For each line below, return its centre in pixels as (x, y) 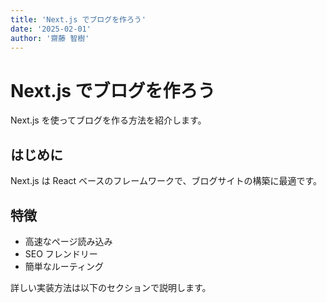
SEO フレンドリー (61, 253)
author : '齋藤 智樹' (50, 38)
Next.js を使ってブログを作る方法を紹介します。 (108, 120)
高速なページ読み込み (68, 241)
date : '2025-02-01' (51, 29)
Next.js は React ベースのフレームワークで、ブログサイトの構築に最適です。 (166, 181)
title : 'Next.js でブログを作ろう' (78, 19)
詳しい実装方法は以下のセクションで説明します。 (111, 287)
